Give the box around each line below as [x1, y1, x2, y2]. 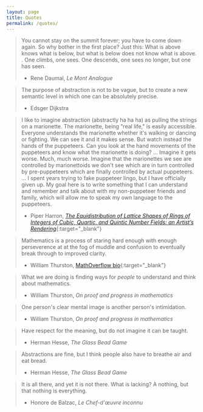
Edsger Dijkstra [30, 105, 69, 112]
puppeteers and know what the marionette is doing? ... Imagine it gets [21, 148, 196, 156]
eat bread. [21, 357, 47, 365]
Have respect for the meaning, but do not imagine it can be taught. [21, 327, 188, 335]
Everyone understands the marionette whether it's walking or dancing [21, 129, 196, 137]
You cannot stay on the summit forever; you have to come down [21, 37, 182, 44]
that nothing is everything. [21, 387, 87, 394]
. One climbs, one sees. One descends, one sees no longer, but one [21, 56, 191, 64]
